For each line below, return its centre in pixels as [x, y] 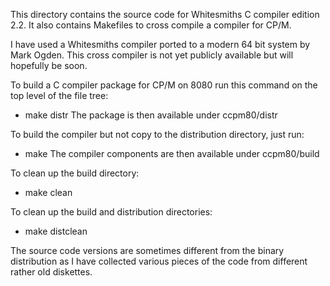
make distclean [56, 231]
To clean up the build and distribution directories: [111, 212]
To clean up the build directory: [75, 173]
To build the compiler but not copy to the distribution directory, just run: [157, 134]
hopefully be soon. [49, 65]
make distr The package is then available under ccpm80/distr [151, 115]
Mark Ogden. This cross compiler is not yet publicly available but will [152, 55]
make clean [48, 192]
